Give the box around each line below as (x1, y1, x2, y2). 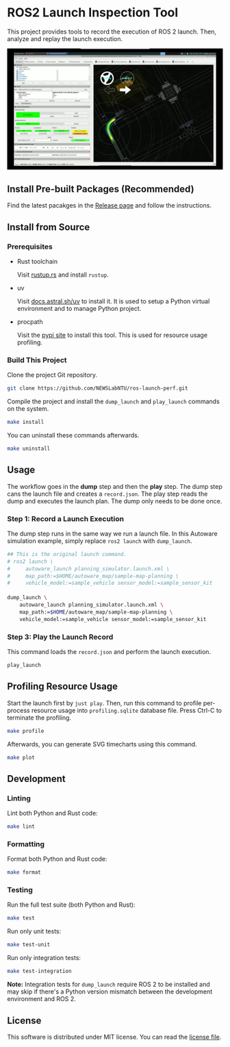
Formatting (7, 839, 45, 848)
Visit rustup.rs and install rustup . (16, 270, 110, 279)
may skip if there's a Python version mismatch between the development (7, 987, 213, 996)
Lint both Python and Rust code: (7, 809, 98, 818)
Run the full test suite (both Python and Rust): (7, 900, 136, 909)
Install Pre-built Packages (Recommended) (7, 183, 194, 194)
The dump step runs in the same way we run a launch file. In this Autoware (7, 529, 218, 538)
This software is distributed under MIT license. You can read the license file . (7, 1033, 222, 1041)
